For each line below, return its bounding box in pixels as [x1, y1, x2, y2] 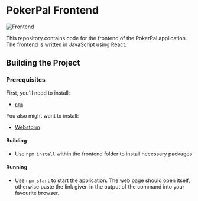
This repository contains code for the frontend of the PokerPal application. [6, 34, 187, 41]
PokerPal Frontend [6, 4, 99, 17]
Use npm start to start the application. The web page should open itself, [14, 177, 190, 184]
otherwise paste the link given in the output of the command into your [14, 183, 185, 190]
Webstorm [14, 124, 40, 131]
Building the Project [6, 58, 80, 68]
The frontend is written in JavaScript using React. [6, 41, 127, 48]
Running [6, 164, 28, 171]
